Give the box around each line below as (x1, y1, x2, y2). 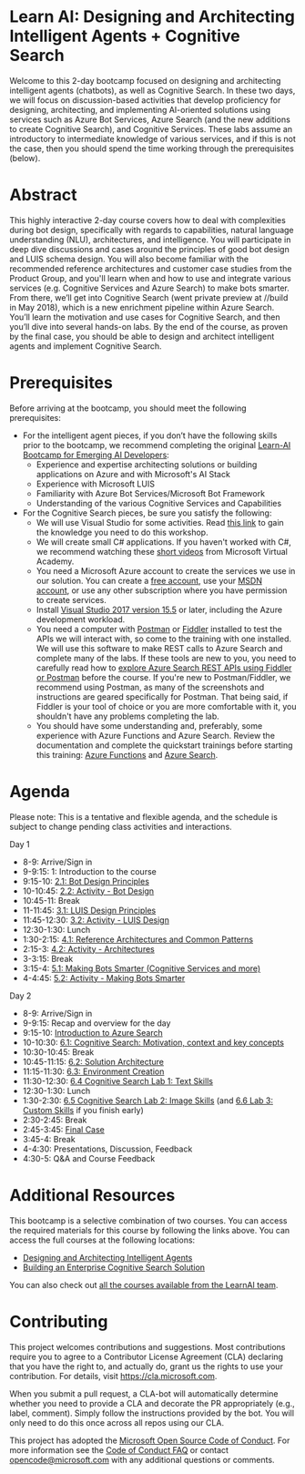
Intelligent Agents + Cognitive (9, 26, 240, 46)
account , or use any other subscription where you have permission (36, 585, 288, 596)
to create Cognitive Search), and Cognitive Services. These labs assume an (9, 123, 293, 134)
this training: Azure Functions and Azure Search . (36, 749, 219, 760)
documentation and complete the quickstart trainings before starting (36, 740, 293, 751)
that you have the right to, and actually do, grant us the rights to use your (9, 1360, 284, 1372)
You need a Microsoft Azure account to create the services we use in (36, 565, 296, 576)
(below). (9, 152, 41, 163)
